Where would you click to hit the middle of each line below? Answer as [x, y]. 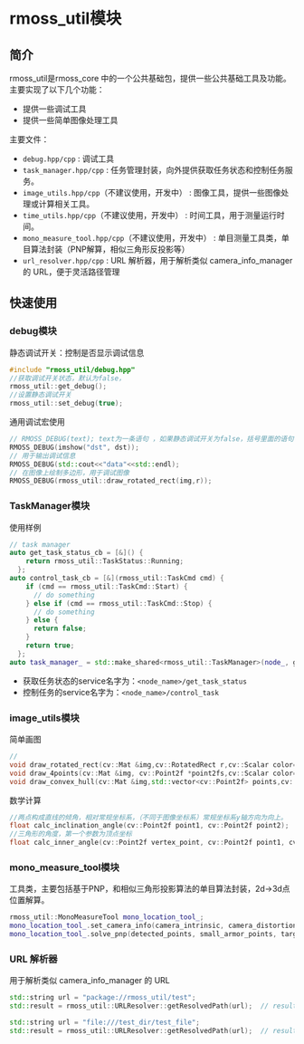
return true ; [50, 646]
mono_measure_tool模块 [65, 867]
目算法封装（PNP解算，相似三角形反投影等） [106, 249]
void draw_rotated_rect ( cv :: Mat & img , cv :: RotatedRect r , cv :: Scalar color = [153, 765]
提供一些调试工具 [54, 109]
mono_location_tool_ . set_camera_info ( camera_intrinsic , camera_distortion [153, 926]
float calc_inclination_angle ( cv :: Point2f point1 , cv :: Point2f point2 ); [149, 826]
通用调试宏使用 [37, 422]
